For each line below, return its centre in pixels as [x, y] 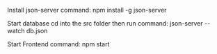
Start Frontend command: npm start [58, 44]
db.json [37, 31]
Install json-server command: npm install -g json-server [87, 10]
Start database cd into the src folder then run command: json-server [105, 23]
